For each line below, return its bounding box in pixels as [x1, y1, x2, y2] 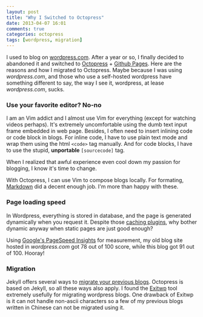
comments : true [6, 25, 45, 32]
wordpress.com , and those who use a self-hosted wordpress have [6, 73, 172, 80]
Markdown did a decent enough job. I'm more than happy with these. [6, 183, 179, 191]
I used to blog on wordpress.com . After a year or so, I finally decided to [6, 54, 184, 60]
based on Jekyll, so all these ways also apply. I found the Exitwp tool [6, 284, 178, 292]
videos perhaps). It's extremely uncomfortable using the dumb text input [6, 121, 188, 128]
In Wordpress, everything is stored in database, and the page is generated [6, 212, 192, 219]
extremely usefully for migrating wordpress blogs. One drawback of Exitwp [6, 291, 194, 298]
